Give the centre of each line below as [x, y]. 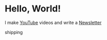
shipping [14, 32]
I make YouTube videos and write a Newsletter [53, 22]
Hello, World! [33, 9]
